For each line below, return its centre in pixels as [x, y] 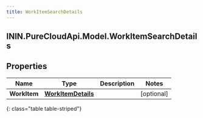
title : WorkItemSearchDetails [45, 12]
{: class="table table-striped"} [44, 108]
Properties [27, 66]
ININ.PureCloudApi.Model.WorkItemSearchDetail [102, 37]
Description [117, 84]
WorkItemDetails [69, 93]
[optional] [154, 93]
